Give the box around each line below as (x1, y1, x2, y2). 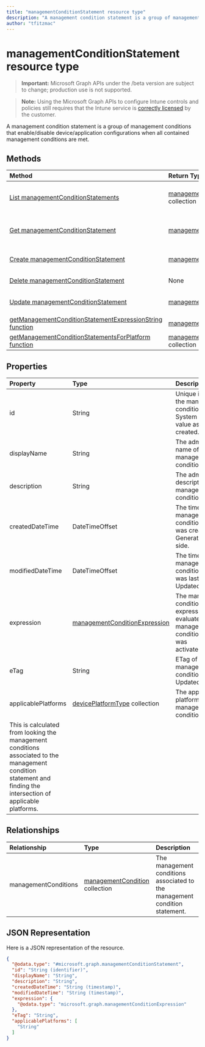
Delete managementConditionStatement (9, 276, 124, 285)
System (175, 412, 197, 421)
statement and (9, 774, 51, 782)
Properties (6, 361, 48, 372)
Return (168, 171, 189, 180)
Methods (6, 153, 41, 164)
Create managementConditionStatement (9, 255, 125, 264)
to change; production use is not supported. (21, 86, 132, 93)
